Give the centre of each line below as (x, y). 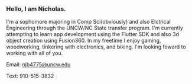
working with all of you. (35, 53)
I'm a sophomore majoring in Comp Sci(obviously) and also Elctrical (89, 22)
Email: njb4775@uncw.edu (38, 64)
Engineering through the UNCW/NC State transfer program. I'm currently (95, 28)
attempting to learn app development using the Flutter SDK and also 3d (92, 34)
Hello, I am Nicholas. (36, 9)
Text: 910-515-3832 (30, 76)
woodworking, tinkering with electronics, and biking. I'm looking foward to (96, 47)
